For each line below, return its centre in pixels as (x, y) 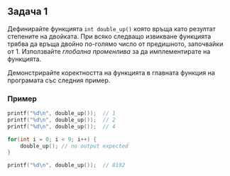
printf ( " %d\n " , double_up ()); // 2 (61, 120)
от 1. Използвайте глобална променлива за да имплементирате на (109, 51)
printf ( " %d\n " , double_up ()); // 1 (61, 114)
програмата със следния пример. (59, 80)
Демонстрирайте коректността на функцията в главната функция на (111, 72)
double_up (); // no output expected (75, 146)
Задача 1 (28, 12)
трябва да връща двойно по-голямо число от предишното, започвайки (115, 44)
